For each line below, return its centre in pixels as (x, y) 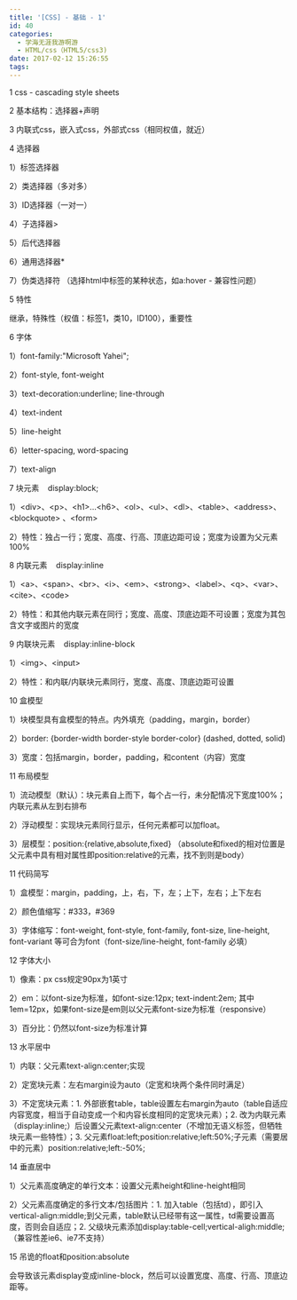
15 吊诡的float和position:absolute (70, 1256)
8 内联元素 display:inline (57, 565)
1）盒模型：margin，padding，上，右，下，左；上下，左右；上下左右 (136, 892)
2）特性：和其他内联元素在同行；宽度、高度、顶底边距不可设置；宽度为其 (144, 614)
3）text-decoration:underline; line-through (87, 393)
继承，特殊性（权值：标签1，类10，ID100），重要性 (101, 318)
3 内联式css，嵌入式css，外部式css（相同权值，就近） (109, 129)
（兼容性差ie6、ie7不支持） (59, 1237)
